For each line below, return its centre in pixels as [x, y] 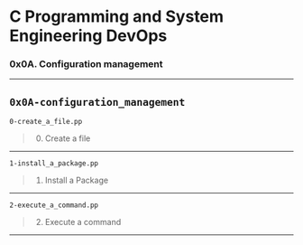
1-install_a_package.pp [54, 164]
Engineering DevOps [88, 36]
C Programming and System [116, 17]
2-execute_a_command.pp [54, 205]
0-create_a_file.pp [46, 122]
